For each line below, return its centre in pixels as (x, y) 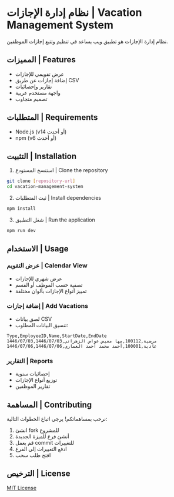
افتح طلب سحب (33, 455)
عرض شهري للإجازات (39, 278)
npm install (21, 209)
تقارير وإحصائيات (34, 86)
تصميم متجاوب (31, 99)
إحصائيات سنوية (32, 374)
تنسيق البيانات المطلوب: (42, 325)
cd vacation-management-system (45, 187)
